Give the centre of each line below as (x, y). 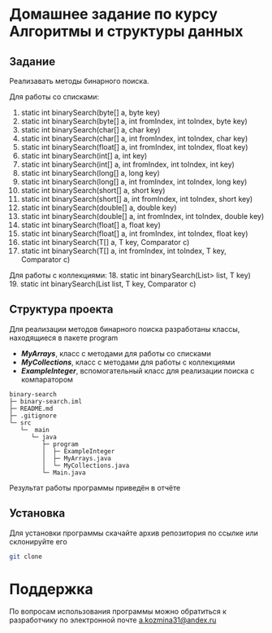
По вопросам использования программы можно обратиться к (118, 612)
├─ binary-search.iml (46, 401)
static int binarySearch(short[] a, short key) (93, 190)
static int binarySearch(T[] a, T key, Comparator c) (105, 242)
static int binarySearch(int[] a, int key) (84, 156)
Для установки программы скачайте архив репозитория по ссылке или (134, 533)
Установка (37, 513)
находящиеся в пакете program (64, 338)
